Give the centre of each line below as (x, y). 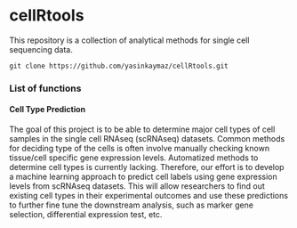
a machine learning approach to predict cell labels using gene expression (143, 177)
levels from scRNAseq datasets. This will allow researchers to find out (137, 186)
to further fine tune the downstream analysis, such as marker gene (131, 205)
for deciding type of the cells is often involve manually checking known (139, 149)
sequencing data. (41, 49)
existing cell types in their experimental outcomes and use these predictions (149, 196)
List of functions (45, 88)
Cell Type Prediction (48, 110)
